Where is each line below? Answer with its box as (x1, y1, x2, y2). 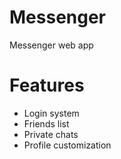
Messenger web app (9, 39, 94, 51)
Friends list (23, 117, 70, 130)
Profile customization (23, 139, 112, 151)
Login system (23, 107, 80, 119)
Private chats (23, 128, 79, 140)
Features (9, 74, 85, 97)
